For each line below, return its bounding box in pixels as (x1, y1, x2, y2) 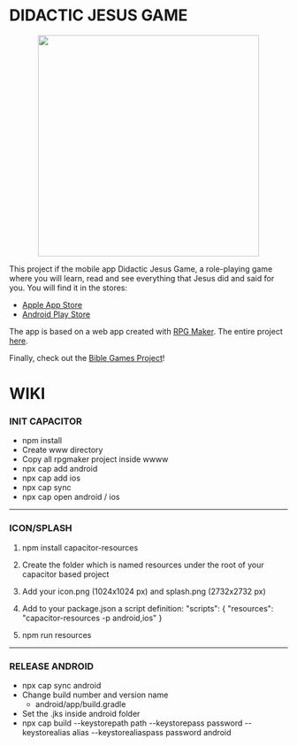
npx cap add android (21, 464, 98, 474)
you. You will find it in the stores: (9, 282, 128, 293)
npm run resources (21, 629, 92, 640)
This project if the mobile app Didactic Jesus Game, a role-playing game (9, 263, 273, 274)
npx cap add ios (21, 473, 81, 483)
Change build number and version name (21, 689, 169, 700)
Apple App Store (21, 299, 82, 310)
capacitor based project (21, 568, 110, 580)
